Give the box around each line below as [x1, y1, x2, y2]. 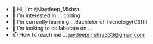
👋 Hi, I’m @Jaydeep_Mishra [11, 6, 79, 12]
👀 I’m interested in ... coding [11, 12, 81, 19]
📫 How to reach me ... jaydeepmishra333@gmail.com [11, 32, 145, 38]
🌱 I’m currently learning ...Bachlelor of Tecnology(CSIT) [11, 18, 148, 25]
